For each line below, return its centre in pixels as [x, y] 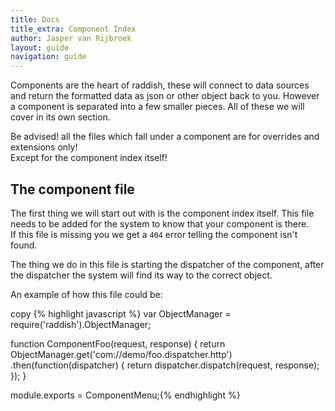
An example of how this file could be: [86, 294]
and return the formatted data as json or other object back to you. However [165, 96]
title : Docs [35, 19]
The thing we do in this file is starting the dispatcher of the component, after [167, 264]
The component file [72, 189]
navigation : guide [48, 57]
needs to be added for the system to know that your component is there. [160, 223]
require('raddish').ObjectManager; [81, 324]
